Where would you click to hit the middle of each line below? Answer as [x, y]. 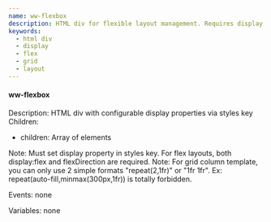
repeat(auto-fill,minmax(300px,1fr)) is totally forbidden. [100, 179]
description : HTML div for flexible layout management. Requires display [136, 24]
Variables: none [34, 210]
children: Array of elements [66, 137]
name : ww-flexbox [38, 16]
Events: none [30, 194]
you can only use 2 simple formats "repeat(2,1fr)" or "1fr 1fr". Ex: [116, 170]
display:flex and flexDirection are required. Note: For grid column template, [133, 161]
